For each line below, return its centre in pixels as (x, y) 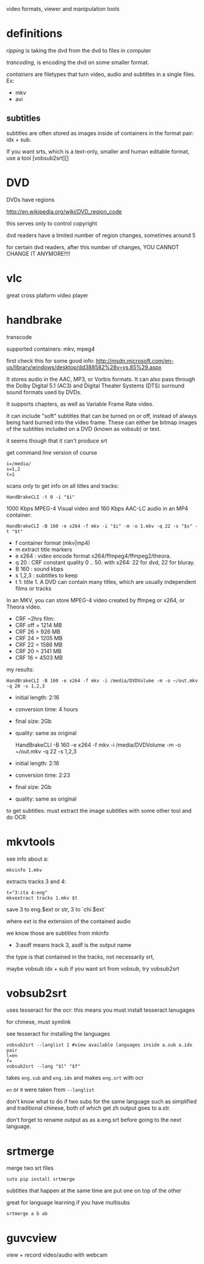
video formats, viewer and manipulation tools (63, 9)
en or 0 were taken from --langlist (50, 1090)
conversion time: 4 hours (46, 709)
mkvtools (31, 842)
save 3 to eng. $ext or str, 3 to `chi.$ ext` (56, 909)
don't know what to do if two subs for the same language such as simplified (102, 1102)
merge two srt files (30, 1168)
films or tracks (33, 588)
